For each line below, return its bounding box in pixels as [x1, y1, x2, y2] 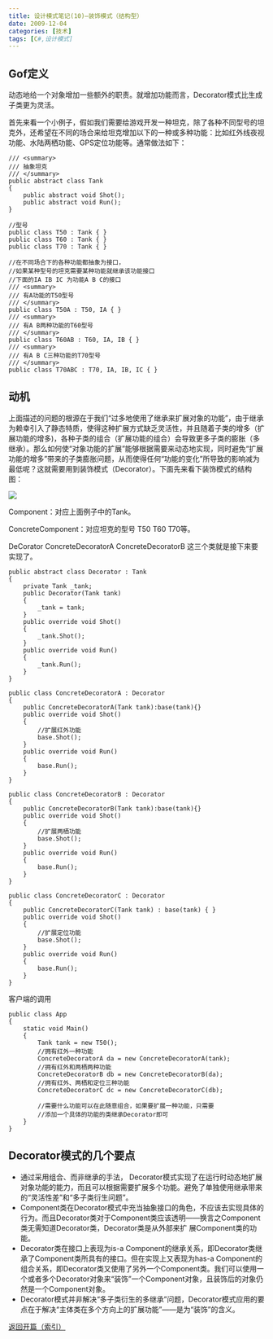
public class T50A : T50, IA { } [8, 306, 122, 314]
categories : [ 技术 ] [8, 27, 72, 35]
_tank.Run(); [37, 661, 82, 669]
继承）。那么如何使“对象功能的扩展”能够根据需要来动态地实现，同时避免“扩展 [8, 443, 264, 453]
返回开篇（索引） [8, 1321, 66, 1332]
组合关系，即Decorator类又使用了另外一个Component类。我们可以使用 [19, 1263, 258, 1273]
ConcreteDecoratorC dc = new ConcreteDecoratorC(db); [37, 1086, 223, 1094]
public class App [8, 1010, 67, 1018]
